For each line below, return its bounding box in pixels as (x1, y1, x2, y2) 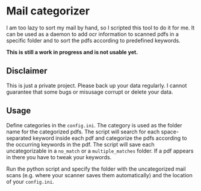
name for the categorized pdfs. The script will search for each (6, 128, 160, 135)
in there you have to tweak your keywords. (6, 153, 112, 160)
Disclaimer (6, 66, 48, 76)
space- (161, 128, 179, 135)
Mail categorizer (6, 4, 90, 18)
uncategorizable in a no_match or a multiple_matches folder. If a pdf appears (6, 147, 194, 154)
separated (6, 134, 32, 142)
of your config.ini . (6, 178, 54, 185)
